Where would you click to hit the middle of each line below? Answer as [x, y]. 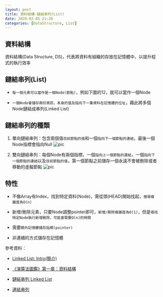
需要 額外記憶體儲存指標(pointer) [42, 227]
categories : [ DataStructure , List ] [41, 23]
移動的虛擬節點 [27, 167]
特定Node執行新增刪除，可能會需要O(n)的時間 [51, 218]
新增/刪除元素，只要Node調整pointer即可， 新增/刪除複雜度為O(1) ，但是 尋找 [85, 212]
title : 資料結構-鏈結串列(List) [35, 14]
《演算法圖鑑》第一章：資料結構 [44, 269]
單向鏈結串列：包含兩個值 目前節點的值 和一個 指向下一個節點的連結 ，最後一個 [83, 138]
